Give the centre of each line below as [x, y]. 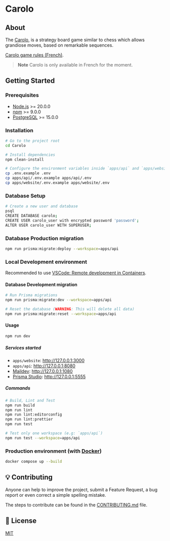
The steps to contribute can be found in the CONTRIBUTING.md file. [76, 505]
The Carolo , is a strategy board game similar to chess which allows [75, 40]
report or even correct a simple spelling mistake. [56, 495]
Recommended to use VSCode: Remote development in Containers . [76, 273]
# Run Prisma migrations [31, 295]
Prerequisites [22, 96]
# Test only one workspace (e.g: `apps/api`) [54, 433]
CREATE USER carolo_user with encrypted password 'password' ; [72, 220]
